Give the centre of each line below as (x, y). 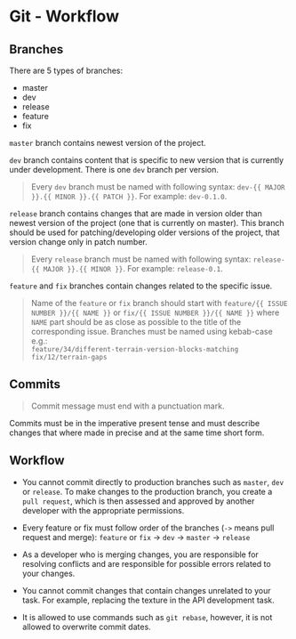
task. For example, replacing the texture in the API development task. (148, 600)
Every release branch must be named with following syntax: (141, 259)
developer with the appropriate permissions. (103, 510)
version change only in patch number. (79, 242)
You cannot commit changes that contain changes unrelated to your (146, 590)
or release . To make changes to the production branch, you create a (147, 491)
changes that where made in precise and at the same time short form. (137, 433)
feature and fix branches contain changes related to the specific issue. (141, 286)
